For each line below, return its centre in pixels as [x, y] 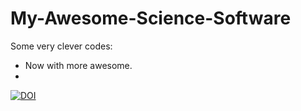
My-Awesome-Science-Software [151, 18]
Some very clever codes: [61, 46]
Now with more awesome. [78, 65]
